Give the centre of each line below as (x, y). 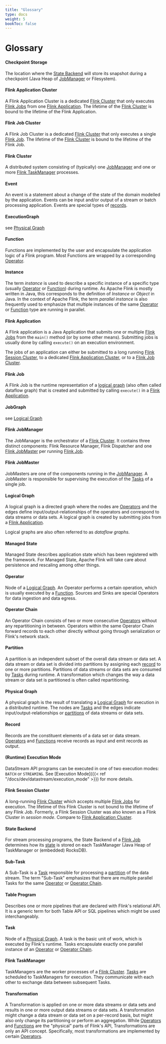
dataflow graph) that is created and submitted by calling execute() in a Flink (83, 390)
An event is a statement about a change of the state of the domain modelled (83, 195)
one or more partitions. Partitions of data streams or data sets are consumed (83, 670)
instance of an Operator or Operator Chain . (49, 949)
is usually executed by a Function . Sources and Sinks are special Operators (82, 593)
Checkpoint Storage (26, 62)
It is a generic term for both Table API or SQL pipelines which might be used (83, 911)
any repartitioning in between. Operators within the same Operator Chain (80, 626)
